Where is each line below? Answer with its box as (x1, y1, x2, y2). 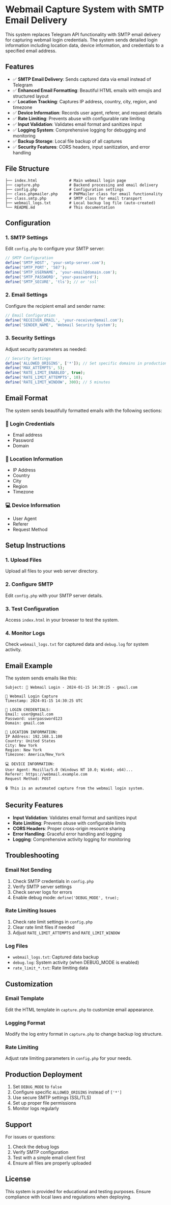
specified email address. (5, 48, 57, 54)
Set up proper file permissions (12, 1100, 76, 1106)
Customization (5, 980, 53, 988)
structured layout (12, 93, 49, 99)
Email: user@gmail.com (5, 712, 53, 717)
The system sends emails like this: (5, 675, 77, 681)
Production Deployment (5, 1070, 82, 1079)
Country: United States (5, 739, 56, 744)
